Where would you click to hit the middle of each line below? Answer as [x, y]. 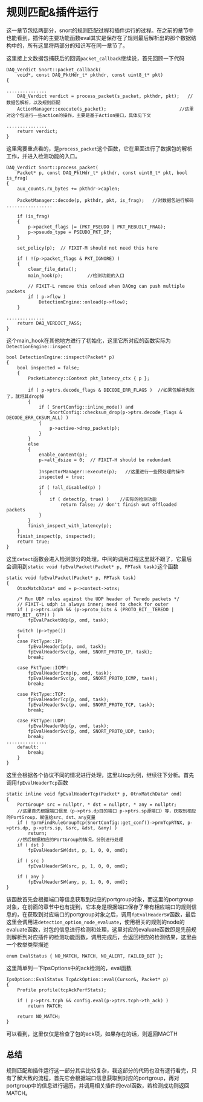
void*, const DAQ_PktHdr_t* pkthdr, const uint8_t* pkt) [90, 75]
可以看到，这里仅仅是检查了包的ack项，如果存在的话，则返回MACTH [92, 1034]
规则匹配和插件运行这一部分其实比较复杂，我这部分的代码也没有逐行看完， [99, 1070]
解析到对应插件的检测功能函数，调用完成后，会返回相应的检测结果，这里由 [104, 937]
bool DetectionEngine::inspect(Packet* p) [60, 357]
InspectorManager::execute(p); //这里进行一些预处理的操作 [111, 472]
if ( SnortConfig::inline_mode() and [86, 407]
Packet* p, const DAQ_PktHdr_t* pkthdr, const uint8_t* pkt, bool [102, 173]
